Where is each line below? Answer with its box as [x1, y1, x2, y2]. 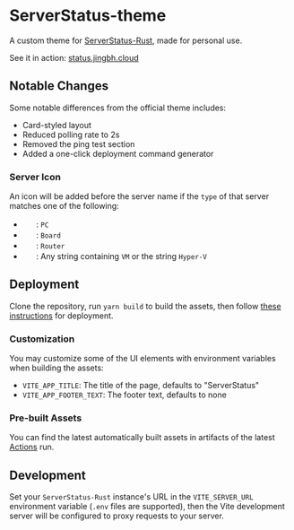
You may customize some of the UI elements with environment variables [9, 353, 276, 364]
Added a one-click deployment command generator [22, 148, 214, 159]
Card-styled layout [22, 119, 92, 130]
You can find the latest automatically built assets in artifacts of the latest [9, 432, 275, 443]
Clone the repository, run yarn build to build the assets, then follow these [9, 300, 281, 311]
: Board [35, 230, 61, 240]
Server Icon [9, 170, 61, 183]
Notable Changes [9, 78, 109, 94]
